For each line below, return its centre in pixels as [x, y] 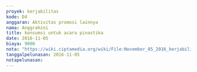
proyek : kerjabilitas [33, 11]
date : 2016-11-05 [27, 38]
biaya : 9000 [21, 44]
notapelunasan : [25, 60]
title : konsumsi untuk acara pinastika [55, 33]
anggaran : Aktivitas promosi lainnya [52, 22]
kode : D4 [17, 17]
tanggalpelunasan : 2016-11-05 [43, 55]
